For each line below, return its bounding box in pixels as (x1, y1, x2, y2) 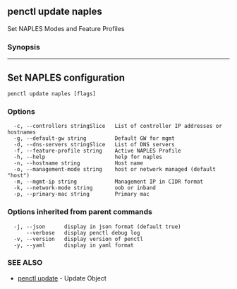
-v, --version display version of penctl (13, 235, 143, 242)
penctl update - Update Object (17, 273, 107, 282)
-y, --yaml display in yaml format (13, 242, 134, 249)
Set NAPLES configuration (7, 71, 126, 83)
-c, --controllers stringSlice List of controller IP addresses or (13, 123, 222, 130)
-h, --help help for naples (13, 153, 162, 161)
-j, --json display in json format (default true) (13, 223, 181, 230)
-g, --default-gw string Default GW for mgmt (13, 135, 175, 142)
